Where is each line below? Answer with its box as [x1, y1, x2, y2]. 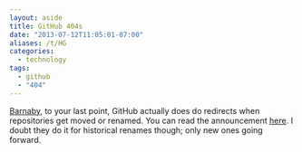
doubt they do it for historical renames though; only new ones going [9, 124, 263, 136]
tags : [9, 64, 30, 73]
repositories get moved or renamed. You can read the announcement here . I [9, 115, 293, 126]
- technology [17, 55, 67, 64]
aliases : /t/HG [9, 38, 67, 48]
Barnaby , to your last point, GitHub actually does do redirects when [9, 105, 260, 116]
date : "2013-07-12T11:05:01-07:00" [9, 30, 144, 39]
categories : [9, 47, 54, 56]
